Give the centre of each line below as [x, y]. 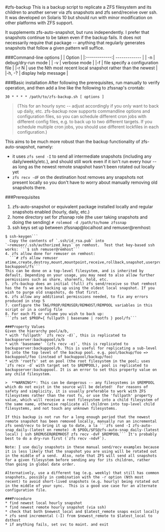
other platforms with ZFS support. [39, 23]
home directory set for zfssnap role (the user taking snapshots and [80, 217]
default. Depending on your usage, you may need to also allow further [80, 275]
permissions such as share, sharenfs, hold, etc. [57, 280]
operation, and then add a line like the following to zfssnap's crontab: [75, 88]
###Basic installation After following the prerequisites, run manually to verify [82, 83]
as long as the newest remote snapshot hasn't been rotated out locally [83, 167]
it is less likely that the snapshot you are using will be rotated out [81, 451]
